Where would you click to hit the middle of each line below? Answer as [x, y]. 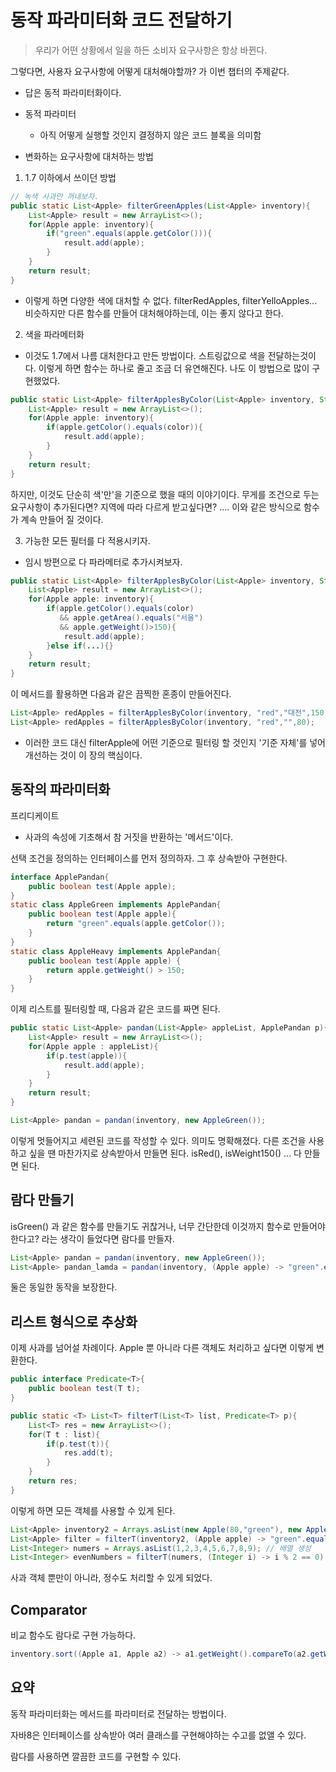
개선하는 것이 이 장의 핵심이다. [83, 755]
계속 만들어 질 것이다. [62, 519]
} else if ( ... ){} [80, 646]
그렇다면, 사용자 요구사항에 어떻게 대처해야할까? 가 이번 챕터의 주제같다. [150, 71]
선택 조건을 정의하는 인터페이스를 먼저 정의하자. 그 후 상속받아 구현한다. [149, 858]
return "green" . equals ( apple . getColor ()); [136, 924]
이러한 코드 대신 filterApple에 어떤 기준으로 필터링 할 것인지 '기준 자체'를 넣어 [175, 742]
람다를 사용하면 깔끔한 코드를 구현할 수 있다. [96, 1756]
